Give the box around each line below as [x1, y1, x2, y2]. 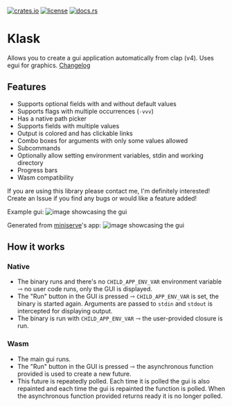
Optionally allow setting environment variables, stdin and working [17, 151, 204, 159]
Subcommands [17, 144, 61, 152]
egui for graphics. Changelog [7, 61, 91, 69]
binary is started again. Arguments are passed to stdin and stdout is [17, 300, 213, 308]
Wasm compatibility [17, 173, 74, 182]
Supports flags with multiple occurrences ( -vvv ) [17, 107, 154, 115]
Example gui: [7, 207, 44, 216]
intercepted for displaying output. [17, 307, 113, 315]
